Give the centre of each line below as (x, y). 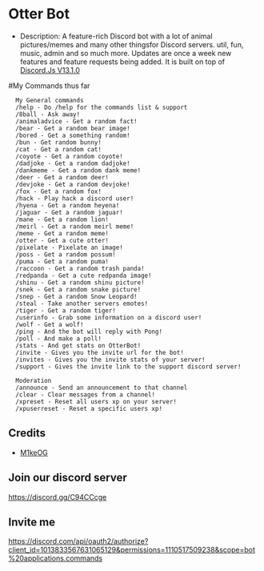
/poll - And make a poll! (59, 338)
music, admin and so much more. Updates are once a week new (126, 53)
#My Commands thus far (49, 86)
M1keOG (34, 452)
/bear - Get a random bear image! (73, 128)
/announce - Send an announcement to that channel (102, 388)
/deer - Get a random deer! (62, 177)
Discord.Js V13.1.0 (50, 70)
